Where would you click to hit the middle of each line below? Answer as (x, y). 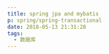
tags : (15, 33)
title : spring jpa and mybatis (53, 14)
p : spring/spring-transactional (54, 20)
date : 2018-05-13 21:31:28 (47, 27)
